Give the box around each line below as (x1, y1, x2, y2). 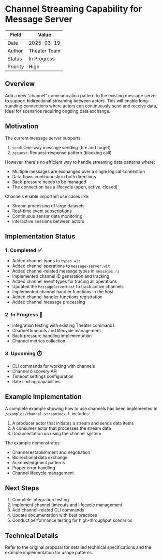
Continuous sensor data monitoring (12, 213, 83, 219)
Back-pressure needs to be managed (12, 179, 86, 185)
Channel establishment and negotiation (12, 449, 90, 455)
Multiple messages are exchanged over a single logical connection (12, 169, 145, 174)
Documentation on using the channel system (12, 430, 102, 436)
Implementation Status (5, 232, 75, 240)
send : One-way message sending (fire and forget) (12, 144, 111, 150)
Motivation (5, 122, 39, 131)
